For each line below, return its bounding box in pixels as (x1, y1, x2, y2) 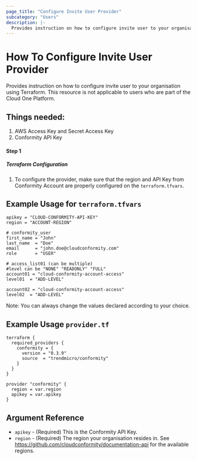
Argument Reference (6, 413, 84, 423)
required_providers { (11, 340, 64, 346)
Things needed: (6, 112, 65, 122)
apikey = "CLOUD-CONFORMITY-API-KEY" (6, 214, 98, 221)
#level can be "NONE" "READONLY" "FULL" (6, 266, 107, 272)
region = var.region (11, 386, 62, 392)
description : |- (6, 19, 46, 25)
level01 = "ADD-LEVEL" (6, 276, 64, 283)
